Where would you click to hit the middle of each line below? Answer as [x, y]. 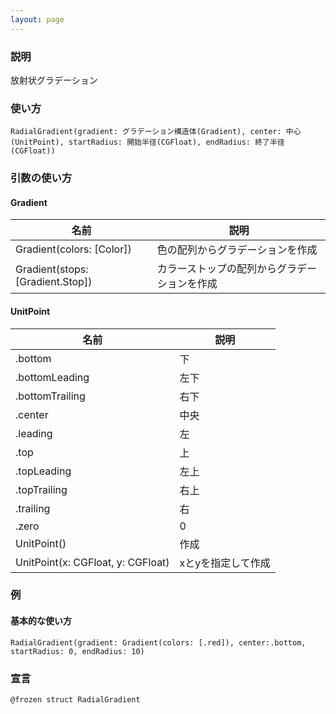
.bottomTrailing [50, 396]
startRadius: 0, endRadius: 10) [77, 651]
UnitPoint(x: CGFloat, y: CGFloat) [92, 562]
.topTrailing [41, 489]
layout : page [37, 19]
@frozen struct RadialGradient [75, 699]
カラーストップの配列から [217, 269]
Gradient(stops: [52, 269]
